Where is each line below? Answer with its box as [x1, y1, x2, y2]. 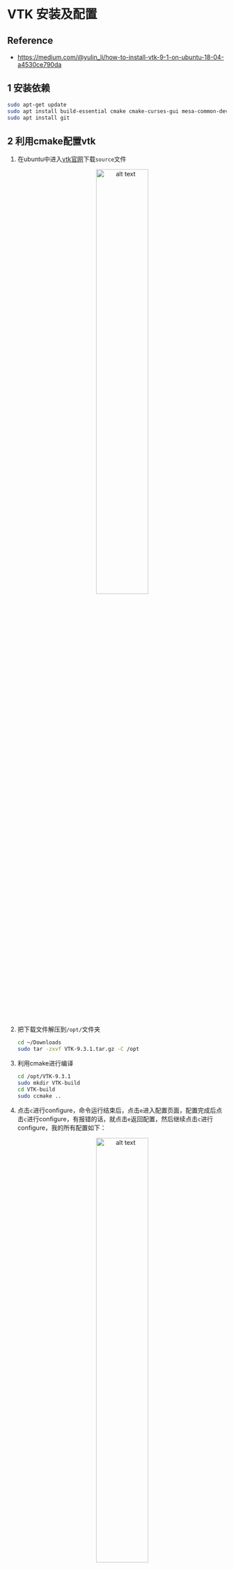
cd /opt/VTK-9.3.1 [17, 1073, 71, 1080]
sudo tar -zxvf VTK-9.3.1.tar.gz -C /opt [17, 1046, 140, 1053]
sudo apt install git [7, 114, 70, 121]
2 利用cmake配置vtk [7, 135, 96, 147]
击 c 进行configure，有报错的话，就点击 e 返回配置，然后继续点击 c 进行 [17, 1114, 214, 1123]
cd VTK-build [17, 1086, 56, 1093]
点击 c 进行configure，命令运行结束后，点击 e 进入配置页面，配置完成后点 [17, 1106, 223, 1114]
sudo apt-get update [7, 101, 68, 108]
